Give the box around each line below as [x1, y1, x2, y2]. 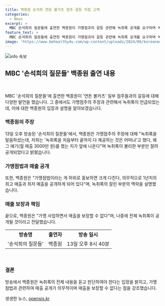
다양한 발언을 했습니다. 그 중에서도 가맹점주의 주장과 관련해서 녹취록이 [5, 99, 139, 105]
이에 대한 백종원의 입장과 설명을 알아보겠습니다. [11, 105, 102, 111]
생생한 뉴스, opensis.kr [5, 295, 50, 301]
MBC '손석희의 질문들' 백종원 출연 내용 [5, 69, 115, 78]
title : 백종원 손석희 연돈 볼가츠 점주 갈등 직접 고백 [5, 7, 100, 12]
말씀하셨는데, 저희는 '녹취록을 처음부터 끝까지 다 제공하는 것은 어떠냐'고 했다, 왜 [5, 136, 157, 143]
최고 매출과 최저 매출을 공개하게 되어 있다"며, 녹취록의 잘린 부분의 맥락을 [5, 181, 143, 187]
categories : [5, 12, 29, 17]
